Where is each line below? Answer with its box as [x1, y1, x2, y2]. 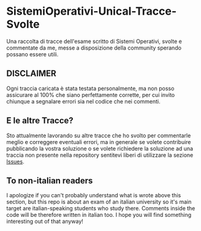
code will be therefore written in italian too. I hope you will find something [6, 211, 192, 219]
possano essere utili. [6, 50, 59, 58]
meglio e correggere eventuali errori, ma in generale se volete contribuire [6, 138, 191, 145]
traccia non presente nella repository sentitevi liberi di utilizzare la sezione [6, 151, 194, 159]
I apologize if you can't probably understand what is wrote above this [6, 192, 181, 199]
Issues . [6, 157, 25, 165]
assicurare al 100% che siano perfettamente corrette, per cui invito [6, 91, 175, 99]
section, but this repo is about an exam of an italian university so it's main [6, 198, 192, 206]
